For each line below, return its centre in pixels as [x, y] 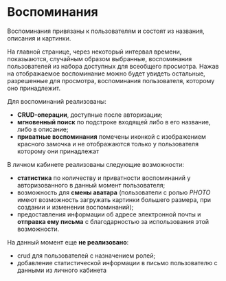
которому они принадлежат [58, 151]
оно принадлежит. [34, 88]
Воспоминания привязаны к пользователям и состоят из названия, [106, 31]
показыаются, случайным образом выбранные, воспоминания [100, 58]
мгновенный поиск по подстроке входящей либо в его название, [114, 122]
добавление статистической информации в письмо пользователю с [117, 262]
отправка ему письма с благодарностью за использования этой [113, 221]
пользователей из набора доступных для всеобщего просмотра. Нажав [113, 66]
